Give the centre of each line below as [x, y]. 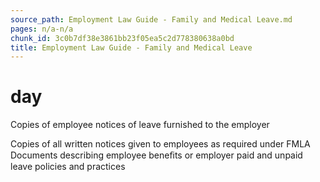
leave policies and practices [68, 167]
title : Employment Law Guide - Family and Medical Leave [131, 47]
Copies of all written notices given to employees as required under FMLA [160, 144]
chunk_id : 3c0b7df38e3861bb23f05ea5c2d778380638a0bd [122, 38]
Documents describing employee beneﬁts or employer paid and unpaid [156, 155]
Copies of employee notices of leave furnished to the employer [140, 125]
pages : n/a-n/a [42, 29]
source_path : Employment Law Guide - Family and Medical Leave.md [151, 19]
